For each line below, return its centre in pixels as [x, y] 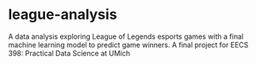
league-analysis [63, 15]
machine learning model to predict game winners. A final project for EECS [128, 44]
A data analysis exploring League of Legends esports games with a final [126, 36]
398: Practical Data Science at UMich [69, 53]
